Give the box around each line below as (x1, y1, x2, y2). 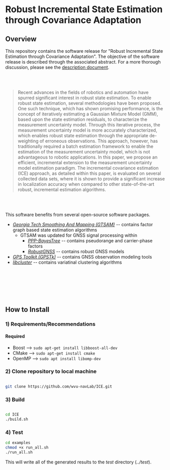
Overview (5, 35, 37, 43)
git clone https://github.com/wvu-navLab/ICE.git (5, 384, 113, 389)
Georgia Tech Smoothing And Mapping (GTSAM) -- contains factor (12, 222, 153, 227)
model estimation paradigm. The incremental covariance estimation (17, 165, 159, 171)
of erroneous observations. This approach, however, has (40, 138, 158, 144)
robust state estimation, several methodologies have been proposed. (17, 100, 161, 106)
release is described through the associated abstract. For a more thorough (5, 59, 161, 65)
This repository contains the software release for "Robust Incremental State (5, 48, 163, 54)
